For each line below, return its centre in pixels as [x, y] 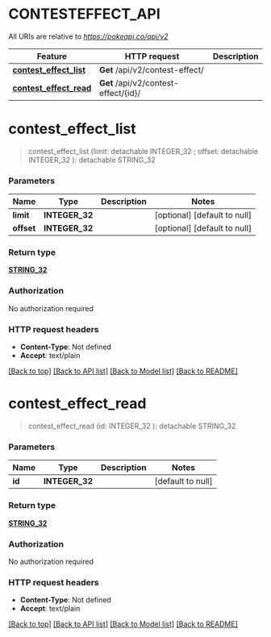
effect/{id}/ [120, 93]
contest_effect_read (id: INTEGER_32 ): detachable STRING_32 [132, 426]
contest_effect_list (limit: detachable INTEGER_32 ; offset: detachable [143, 151]
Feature [52, 56]
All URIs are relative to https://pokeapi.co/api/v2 [88, 36]
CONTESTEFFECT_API [85, 14]
